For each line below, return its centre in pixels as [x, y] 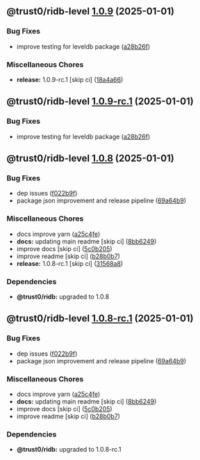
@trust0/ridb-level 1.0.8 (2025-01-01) [90, 158]
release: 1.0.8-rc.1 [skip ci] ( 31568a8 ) [70, 263]
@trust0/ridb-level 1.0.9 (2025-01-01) [91, 11]
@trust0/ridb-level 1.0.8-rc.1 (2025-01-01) [100, 318]
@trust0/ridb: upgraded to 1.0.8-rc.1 [69, 450]
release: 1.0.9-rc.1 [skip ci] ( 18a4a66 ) [70, 79]
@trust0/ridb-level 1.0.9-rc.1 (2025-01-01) [100, 101]
